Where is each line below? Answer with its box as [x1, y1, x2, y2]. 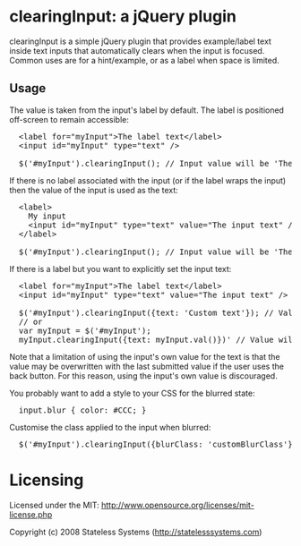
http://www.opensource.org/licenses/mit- [101, 499, 255, 510]
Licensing [9, 470, 84, 490]
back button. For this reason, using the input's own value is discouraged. [9, 370, 278, 381]
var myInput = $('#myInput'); [18, 325, 151, 336]
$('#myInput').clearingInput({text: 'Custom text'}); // [18, 307, 275, 318]
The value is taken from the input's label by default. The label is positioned [9, 105, 285, 115]
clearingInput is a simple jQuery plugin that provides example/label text [9, 36, 271, 47]
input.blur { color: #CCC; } [18, 405, 147, 415]
